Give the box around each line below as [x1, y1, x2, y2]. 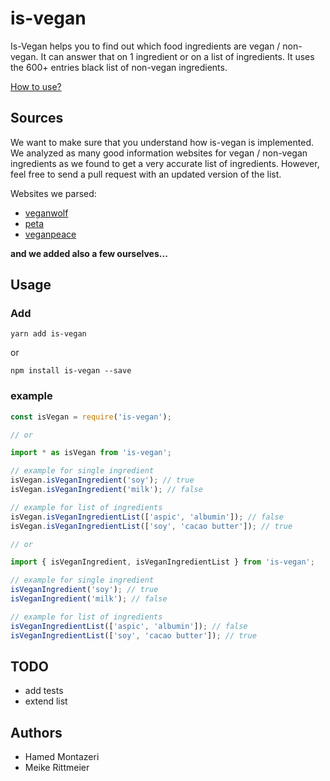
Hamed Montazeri [24, 751, 100, 763]
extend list [24, 695, 68, 707]
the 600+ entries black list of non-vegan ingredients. [10, 61, 228, 73]
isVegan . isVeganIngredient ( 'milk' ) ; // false [10, 485, 203, 495]
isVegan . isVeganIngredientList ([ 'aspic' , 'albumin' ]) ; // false [10, 512, 284, 522]
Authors [10, 724, 63, 741]
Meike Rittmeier [24, 762, 90, 774]
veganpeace [24, 228, 77, 240]
